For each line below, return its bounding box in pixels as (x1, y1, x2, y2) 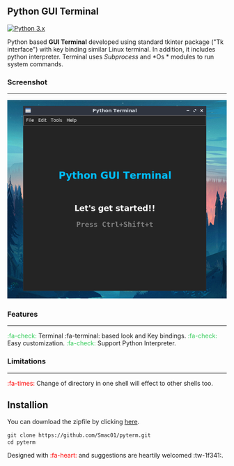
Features (7, 309, 38, 319)
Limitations (7, 356, 47, 366)
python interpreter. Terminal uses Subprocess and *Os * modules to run (7, 52, 214, 61)
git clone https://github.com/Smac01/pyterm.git (7, 432, 151, 439)
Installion (7, 399, 49, 411)
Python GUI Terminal (7, 6, 99, 17)
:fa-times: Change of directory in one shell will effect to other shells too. (7, 379, 214, 387)
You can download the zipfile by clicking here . (7, 418, 140, 426)
